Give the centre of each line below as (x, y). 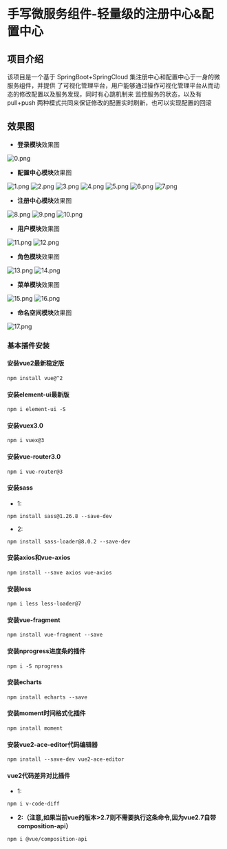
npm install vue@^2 (35, 378)
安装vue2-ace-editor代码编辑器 (53, 744)
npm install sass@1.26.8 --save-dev (60, 516)
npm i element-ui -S (37, 410)
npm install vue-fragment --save (55, 635)
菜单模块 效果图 (38, 284)
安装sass (20, 488)
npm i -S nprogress (35, 666)
